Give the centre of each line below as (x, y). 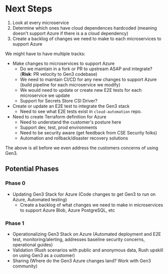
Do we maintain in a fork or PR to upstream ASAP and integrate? (86, 69)
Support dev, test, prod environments (58, 127)
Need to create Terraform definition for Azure (59, 116)
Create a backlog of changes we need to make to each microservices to (87, 39)
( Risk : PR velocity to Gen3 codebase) (59, 74)
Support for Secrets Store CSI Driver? (59, 100)
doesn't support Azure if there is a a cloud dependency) (70, 33)
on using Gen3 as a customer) (44, 255)
